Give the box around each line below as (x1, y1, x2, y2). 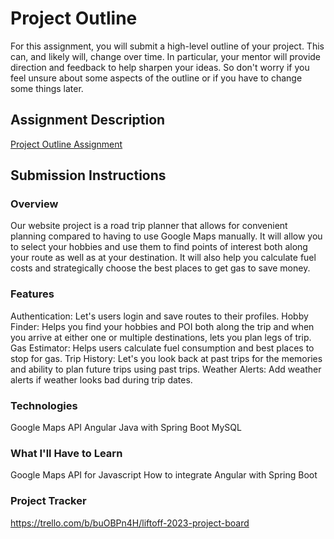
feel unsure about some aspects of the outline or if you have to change (10, 72, 303, 84)
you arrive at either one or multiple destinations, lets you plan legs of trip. (10, 331, 312, 343)
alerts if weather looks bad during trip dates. (10, 373, 193, 386)
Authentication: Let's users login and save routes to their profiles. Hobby (10, 310, 309, 322)
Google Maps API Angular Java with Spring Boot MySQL (10, 422, 242, 434)
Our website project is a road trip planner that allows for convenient (10, 220, 288, 232)
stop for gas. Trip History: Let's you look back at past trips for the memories (10, 352, 323, 364)
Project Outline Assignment (10, 138, 123, 150)
